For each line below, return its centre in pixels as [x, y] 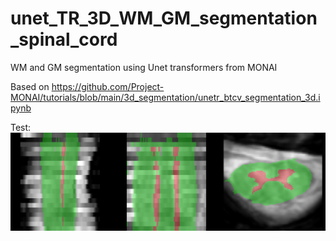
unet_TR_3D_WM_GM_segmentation [164, 18]
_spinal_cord [64, 39]
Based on [30, 86]
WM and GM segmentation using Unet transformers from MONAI [144, 67]
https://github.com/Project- [108, 86]
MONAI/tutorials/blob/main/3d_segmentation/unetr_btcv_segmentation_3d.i [165, 97]
